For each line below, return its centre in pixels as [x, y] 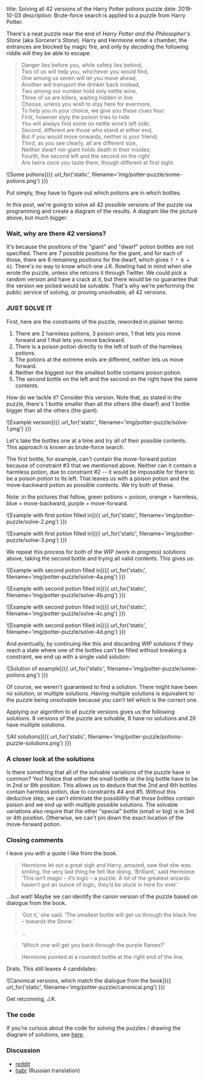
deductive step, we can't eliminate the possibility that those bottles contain [100, 798]
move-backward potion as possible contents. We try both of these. [90, 485]
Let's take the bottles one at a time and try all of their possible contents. [97, 441]
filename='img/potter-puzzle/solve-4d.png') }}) [66, 631]
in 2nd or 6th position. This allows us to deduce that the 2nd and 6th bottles [102, 785]
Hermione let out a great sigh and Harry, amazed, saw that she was [106, 865]
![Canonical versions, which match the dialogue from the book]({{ [89, 981]
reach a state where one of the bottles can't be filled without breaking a [97, 650]
